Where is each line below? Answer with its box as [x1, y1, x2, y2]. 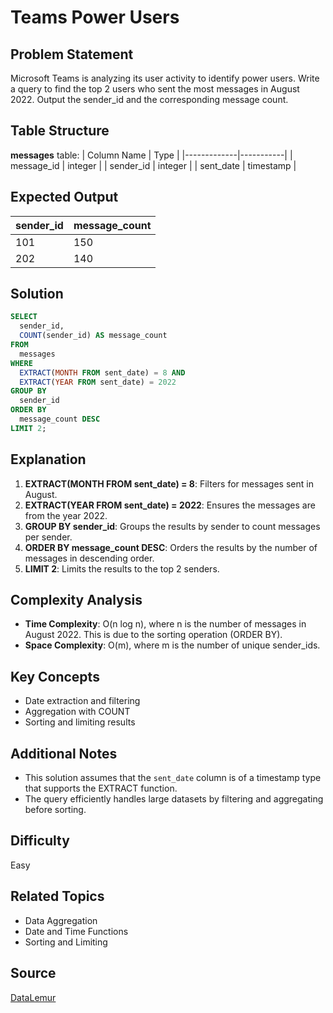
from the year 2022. [24, 509, 108, 521]
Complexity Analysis [10, 592, 143, 609]
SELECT [10, 312, 38, 322]
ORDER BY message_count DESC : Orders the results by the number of [24, 541, 318, 553]
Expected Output [10, 189, 119, 206]
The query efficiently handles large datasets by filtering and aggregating [24, 793, 324, 805]
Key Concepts [10, 668, 100, 685]
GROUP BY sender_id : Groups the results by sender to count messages [24, 520, 321, 532]
